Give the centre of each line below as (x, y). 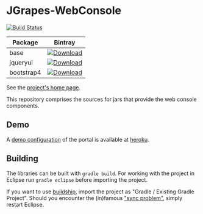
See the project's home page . (44, 87)
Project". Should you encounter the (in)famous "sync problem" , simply (94, 198)
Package (25, 42)
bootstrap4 (25, 72)
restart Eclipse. (25, 204)
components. (23, 105)
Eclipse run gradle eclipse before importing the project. (77, 179)
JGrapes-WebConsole (64, 11)
